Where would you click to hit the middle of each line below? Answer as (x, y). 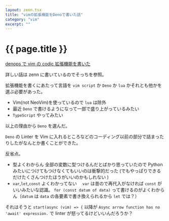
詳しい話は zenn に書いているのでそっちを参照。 (56, 75)
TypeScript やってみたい (38, 115)
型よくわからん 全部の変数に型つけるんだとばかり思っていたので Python (88, 165)
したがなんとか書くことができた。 (45, 143)
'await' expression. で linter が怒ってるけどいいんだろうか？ (69, 213)
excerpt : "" (18, 24)
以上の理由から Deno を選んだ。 (38, 126)
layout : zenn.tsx (24, 10)
